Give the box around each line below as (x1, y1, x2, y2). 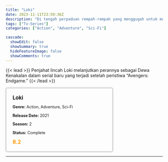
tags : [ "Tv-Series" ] (5, 21, 49, 26)
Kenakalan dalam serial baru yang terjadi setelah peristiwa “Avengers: (5, 72, 149, 78)
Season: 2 (12, 122, 32, 127)
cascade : (5, 35, 24, 40)
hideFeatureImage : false (10, 48, 62, 54)
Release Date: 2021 (12, 113, 49, 118)
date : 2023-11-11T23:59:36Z (5, 12, 64, 17)
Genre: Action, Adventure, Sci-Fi (12, 104, 73, 110)
